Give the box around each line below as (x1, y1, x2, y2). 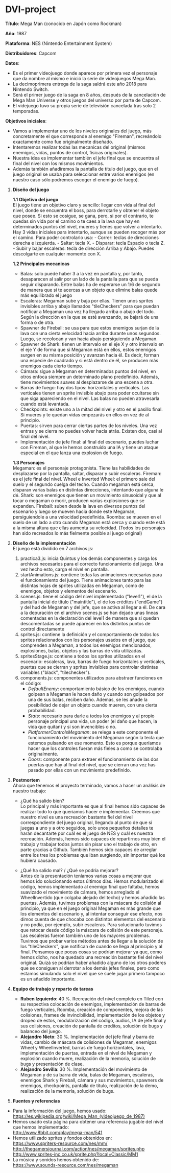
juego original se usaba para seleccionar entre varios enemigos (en (12, 171, 155, 177)
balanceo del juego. (20, 1028, 62, 1034)
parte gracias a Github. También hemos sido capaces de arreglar (20, 847, 157, 853)
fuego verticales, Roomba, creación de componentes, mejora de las (20, 1006, 163, 1013)
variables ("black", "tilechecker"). (20, 669, 91, 675)
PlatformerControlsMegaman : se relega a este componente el (28, 729, 158, 735)
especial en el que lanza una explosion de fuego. (20, 450, 124, 456)
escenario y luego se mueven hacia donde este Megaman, (12, 508, 136, 514)
